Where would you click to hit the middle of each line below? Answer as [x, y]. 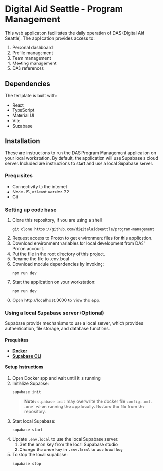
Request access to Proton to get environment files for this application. [82, 238]
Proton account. [28, 249]
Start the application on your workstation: [54, 282]
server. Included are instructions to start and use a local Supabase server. [79, 163]
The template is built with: [31, 95]
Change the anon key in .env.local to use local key [71, 449]
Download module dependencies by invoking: [58, 264]
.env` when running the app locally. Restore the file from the [84, 406]
